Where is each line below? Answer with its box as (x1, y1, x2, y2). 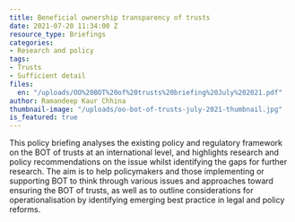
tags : (9, 55, 30, 64)
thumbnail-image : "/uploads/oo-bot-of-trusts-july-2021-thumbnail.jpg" (9, 105, 282, 114)
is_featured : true (9, 113, 78, 122)
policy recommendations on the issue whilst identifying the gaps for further (9, 157, 288, 167)
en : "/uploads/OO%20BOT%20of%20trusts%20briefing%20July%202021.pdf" (17, 88, 282, 97)
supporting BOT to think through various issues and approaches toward (9, 175, 273, 186)
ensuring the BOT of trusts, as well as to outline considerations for (9, 185, 254, 196)
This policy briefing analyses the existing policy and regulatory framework (9, 138, 283, 149)
